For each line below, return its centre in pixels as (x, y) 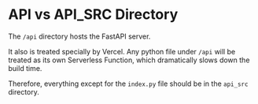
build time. (25, 68)
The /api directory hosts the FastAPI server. (79, 36)
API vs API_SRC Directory (93, 15)
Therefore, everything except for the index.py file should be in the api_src (128, 84)
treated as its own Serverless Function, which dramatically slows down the (129, 60)
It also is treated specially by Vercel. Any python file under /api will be (122, 51)
